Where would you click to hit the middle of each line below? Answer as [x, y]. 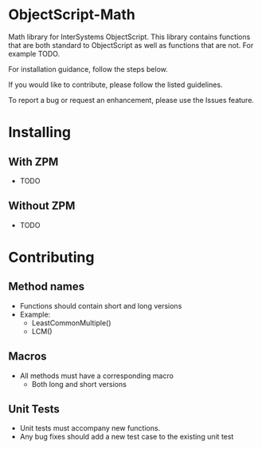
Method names [47, 287]
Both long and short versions [79, 384]
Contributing [51, 257]
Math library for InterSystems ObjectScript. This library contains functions [129, 37]
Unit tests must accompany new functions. [90, 428]
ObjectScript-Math [72, 15]
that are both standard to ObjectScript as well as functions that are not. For [131, 45]
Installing [40, 132]
